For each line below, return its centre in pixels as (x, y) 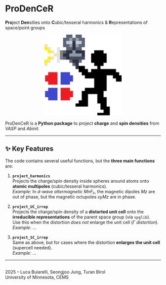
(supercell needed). (32, 248)
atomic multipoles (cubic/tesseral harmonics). (60, 186)
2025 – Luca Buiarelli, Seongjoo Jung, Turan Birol (55, 272)
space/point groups (25, 27)
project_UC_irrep (30, 207)
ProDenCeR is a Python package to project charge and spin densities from (82, 123)
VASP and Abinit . (22, 129)
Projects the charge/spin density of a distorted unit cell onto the (78, 212)
